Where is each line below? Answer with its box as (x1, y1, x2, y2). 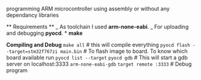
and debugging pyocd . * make (6, 29, 83, 37)
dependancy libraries (6, 11, 59, 19)
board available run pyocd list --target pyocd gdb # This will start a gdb (6, 54, 188, 61)
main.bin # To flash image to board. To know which (60, 48, 188, 55)
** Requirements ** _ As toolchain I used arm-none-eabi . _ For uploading (6, 23, 189, 30)
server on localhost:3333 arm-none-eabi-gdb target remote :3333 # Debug (6, 60, 192, 67)
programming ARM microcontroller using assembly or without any (6, 5, 170, 12)
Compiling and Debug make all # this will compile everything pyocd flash (6, 42, 190, 48)
